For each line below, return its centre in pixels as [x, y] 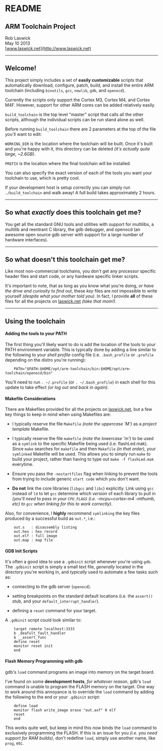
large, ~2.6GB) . [20, 154]
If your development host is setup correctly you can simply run [68, 187]
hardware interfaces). [27, 239]
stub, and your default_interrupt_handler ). [56, 601]
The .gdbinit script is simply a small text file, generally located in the [74, 567]
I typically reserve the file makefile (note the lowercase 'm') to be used [83, 439]
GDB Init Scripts [21, 551]
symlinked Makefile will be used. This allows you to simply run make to [81, 454]
